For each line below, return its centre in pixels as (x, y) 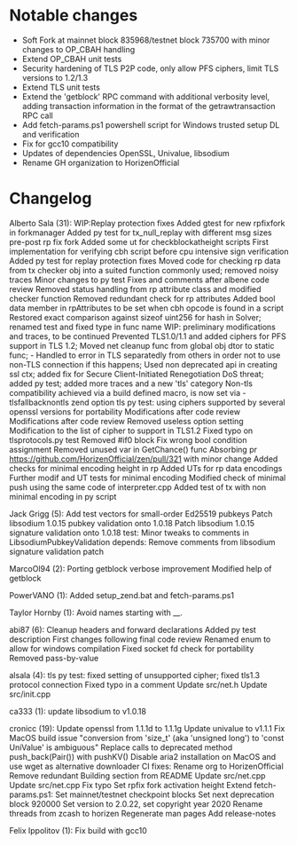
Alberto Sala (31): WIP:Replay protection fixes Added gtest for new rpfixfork (147, 223)
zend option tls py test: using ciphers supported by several (178, 402)
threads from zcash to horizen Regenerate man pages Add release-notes (143, 813)
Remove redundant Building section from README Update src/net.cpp (137, 775)
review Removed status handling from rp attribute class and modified (135, 288)
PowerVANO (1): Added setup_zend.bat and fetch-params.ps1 (122, 595)
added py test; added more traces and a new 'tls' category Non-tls (131, 383)
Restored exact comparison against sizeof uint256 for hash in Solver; (135, 317)
